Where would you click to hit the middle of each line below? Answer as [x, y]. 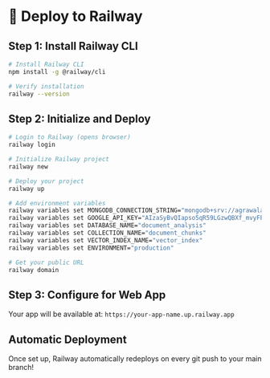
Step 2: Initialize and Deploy [80, 118]
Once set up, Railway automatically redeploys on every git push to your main [135, 359]
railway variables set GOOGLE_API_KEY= [75, 218]
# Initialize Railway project [59, 160]
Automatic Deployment [67, 339]
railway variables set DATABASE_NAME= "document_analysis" [107, 226]
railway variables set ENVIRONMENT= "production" [91, 248]
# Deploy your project [46, 181]
